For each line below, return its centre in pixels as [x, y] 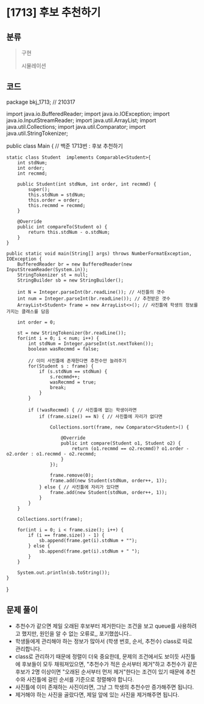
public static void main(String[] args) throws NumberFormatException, [99, 253]
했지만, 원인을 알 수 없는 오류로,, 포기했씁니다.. [77, 633]
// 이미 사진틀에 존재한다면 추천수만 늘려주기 [77, 361]
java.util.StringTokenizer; [37, 133]
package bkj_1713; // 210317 [41, 102]
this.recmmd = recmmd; [57, 205]
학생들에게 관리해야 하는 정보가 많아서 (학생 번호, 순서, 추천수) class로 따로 [104, 641]
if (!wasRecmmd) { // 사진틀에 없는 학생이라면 [83, 410]
